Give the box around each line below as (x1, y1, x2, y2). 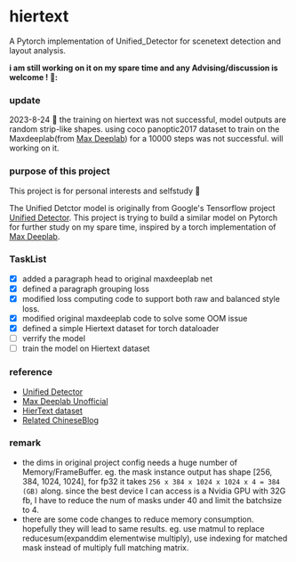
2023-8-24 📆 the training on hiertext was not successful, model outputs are (9, 114, 287, 126)
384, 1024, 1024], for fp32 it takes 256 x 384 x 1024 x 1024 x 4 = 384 (21, 476, 280, 486)
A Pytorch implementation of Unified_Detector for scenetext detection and (9, 36, 282, 46)
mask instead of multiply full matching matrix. (21, 542, 189, 553)
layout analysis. (9, 45, 67, 55)
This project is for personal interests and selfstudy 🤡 (9, 185, 201, 196)
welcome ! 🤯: (9, 71, 59, 82)
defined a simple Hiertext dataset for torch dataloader (21, 323, 220, 334)
